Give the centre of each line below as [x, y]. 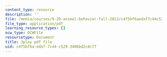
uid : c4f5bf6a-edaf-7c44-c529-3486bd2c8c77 [51, 47]
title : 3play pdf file [29, 42]
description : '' [22, 14]
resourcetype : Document [30, 38]
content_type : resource [30, 10]
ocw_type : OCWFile [24, 33]
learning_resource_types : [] [35, 28]
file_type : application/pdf [34, 24]
